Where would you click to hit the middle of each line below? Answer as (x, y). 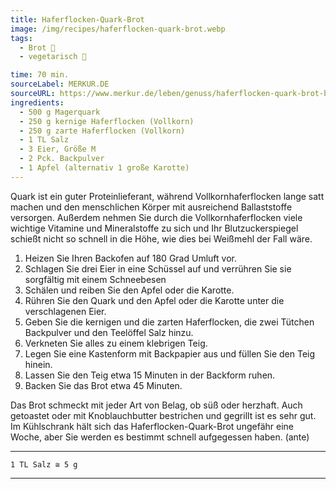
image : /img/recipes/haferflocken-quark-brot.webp (118, 29)
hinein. (38, 364)
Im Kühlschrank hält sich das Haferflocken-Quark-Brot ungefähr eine (152, 426)
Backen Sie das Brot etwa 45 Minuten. (103, 385)
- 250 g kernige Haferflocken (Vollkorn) (107, 121)
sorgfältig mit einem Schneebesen (95, 279)
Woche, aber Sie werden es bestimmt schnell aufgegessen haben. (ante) (160, 437)
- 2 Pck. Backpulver (62, 159)
